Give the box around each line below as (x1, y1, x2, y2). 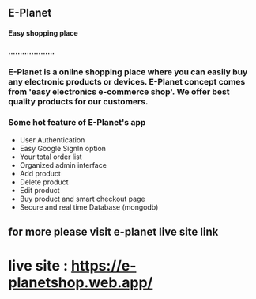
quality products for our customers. (8, 96, 149, 107)
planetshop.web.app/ (8, 274, 153, 292)
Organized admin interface (19, 160, 107, 169)
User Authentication (19, 134, 85, 145)
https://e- (70, 257, 137, 275)
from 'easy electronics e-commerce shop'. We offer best (8, 86, 230, 97)
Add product (19, 168, 61, 178)
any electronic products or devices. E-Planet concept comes (8, 76, 246, 87)
